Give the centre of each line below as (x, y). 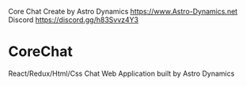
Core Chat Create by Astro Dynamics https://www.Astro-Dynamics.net (123, 11)
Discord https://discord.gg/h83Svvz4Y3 (74, 20)
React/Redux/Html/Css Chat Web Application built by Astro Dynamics (121, 73)
